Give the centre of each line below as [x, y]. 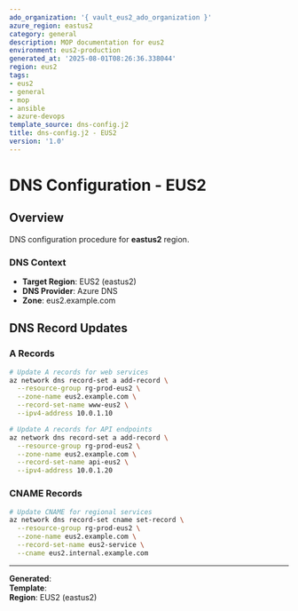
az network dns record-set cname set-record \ [97, 520]
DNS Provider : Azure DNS [70, 291]
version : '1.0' [37, 141]
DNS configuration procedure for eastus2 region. [99, 239]
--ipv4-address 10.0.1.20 [65, 471]
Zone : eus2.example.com [69, 301]
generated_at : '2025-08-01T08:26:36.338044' [93, 59]
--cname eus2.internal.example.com [83, 553]
